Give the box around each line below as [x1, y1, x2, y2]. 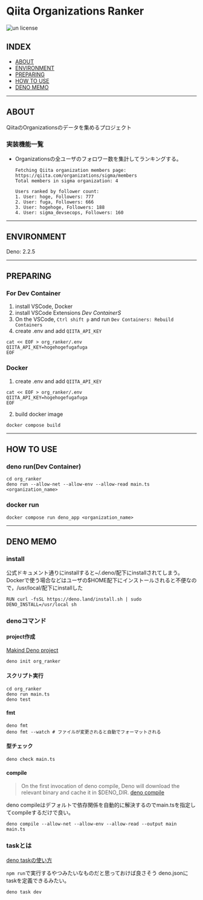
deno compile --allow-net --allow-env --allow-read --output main [6, 821, 177, 827]
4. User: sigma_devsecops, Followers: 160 [14, 209, 124, 215]
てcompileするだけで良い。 [6, 809, 74, 816]
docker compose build [6, 422, 61, 428]
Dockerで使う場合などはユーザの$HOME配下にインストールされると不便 [6, 577, 186, 584]
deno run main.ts [6, 691, 50, 697]
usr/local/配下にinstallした [18, 584, 83, 591]
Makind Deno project [6, 646, 59, 654]
